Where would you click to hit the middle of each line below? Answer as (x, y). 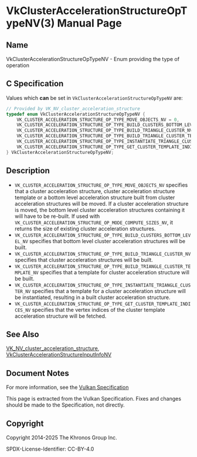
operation (18, 65)
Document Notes (38, 373)
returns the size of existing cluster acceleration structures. (85, 228)
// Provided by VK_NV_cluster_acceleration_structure (73, 109)
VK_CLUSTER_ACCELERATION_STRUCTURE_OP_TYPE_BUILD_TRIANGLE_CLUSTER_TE (103, 266)
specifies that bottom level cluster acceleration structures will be (107, 241)
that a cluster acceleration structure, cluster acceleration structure (95, 191)
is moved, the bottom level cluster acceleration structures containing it (100, 210)
